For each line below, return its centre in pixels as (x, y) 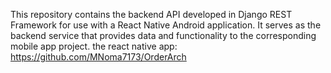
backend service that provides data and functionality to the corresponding (163, 35)
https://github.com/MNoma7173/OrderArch (98, 57)
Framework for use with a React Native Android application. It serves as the (166, 25)
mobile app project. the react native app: (94, 46)
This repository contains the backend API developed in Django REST (151, 14)
